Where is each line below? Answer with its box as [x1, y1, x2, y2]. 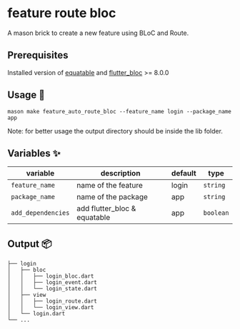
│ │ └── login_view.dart [7, 304, 94, 311]
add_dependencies [11, 209, 70, 217]
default [171, 168, 196, 178]
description [100, 168, 141, 178]
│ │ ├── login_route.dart [7, 298, 98, 305]
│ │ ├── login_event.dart [7, 279, 98, 286]
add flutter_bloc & [76, 203, 136, 213]
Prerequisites [7, 49, 69, 61]
